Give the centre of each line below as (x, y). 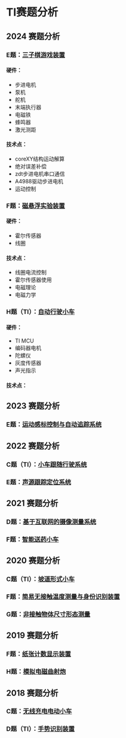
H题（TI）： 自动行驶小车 (41, 312)
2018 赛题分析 (32, 693)
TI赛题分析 (32, 12)
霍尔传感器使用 (33, 280)
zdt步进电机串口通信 (40, 174)
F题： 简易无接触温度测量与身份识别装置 (63, 597)
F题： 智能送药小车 (33, 539)
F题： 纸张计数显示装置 (39, 654)
